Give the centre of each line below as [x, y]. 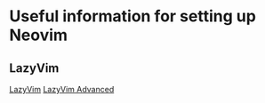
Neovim [39, 35]
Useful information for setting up [132, 16]
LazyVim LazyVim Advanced [62, 89]
